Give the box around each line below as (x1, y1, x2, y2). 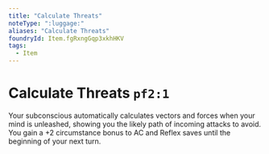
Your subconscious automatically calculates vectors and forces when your (8, 110, 255, 120)
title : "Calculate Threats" (8, 11, 103, 20)
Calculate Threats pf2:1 (8, 84, 170, 102)
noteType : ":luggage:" (8, 19, 85, 27)
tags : (8, 42, 27, 50)
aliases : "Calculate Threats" (8, 27, 110, 35)
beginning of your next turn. (8, 136, 101, 146)
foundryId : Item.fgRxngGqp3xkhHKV (8, 34, 125, 43)
